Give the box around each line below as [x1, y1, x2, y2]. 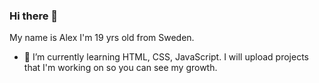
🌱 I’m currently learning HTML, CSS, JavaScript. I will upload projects [23, 51, 309, 63]
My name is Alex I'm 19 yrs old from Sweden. [9, 32, 195, 44]
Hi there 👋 [9, 9, 59, 23]
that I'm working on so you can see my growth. [23, 62, 218, 74]
